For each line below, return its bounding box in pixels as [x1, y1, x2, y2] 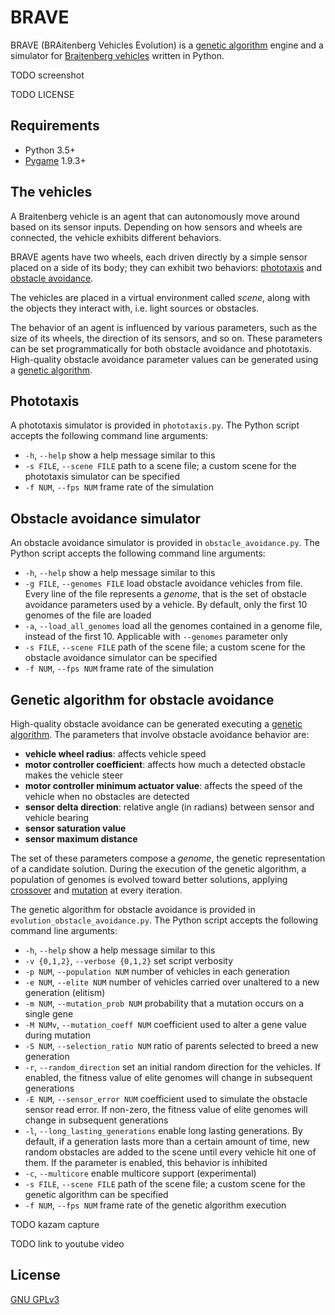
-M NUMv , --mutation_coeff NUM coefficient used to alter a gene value [24, 1019, 307, 1030]
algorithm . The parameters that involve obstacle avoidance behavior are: [10, 729, 310, 740]
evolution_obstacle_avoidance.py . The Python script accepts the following [10, 914, 319, 926]
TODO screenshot [10, 69, 85, 81]
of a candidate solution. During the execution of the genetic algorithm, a [10, 863, 307, 875]
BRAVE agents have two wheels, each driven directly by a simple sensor [10, 251, 308, 263]
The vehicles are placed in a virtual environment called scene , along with [10, 291, 311, 303]
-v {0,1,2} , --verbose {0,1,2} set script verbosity [24, 955, 234, 966]
